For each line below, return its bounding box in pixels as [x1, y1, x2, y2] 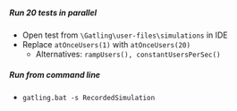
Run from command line [9, 69, 101, 80]
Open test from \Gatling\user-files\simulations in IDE [21, 30, 228, 40]
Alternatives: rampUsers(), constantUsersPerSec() [35, 48, 221, 59]
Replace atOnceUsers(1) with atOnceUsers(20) [21, 38, 190, 49]
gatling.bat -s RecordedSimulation [21, 93, 156, 102]
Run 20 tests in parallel [9, 7, 97, 18]
